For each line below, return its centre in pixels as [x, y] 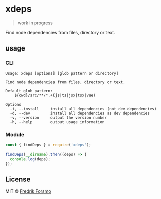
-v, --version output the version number [59, 117]
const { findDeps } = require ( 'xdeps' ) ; [48, 145]
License [18, 179]
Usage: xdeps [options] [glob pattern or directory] [62, 73]
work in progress [35, 23]
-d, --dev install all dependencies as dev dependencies [80, 113]
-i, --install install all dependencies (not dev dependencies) [83, 109]
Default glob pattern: [29, 91]
